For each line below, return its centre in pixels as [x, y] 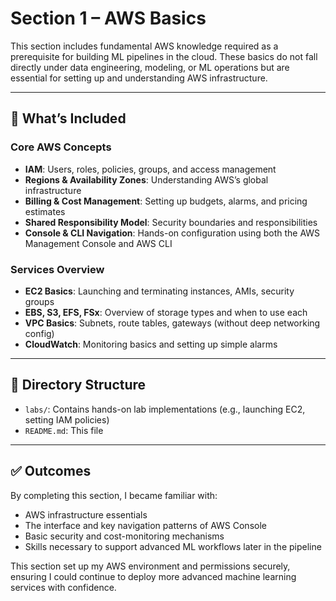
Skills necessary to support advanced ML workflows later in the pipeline [173, 546]
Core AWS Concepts [61, 147]
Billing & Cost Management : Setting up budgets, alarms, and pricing [166, 201]
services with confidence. [63, 587]
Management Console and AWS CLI [98, 243]
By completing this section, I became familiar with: [114, 495]
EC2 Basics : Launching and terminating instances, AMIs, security [159, 291]
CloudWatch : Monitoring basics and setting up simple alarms [151, 344]
